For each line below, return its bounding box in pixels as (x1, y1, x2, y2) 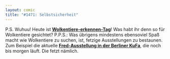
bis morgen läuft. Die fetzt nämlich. (5, 48, 79, 54)
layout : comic (5, 7, 36, 13)
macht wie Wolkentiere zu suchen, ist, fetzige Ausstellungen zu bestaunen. (5, 37, 163, 43)
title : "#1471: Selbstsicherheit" (5, 12, 79, 17)
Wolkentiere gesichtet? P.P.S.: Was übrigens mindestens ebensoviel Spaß (5, 32, 160, 38)
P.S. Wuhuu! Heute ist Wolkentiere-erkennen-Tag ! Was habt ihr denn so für (5, 26, 165, 32)
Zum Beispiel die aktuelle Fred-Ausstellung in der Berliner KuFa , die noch (5, 42, 161, 48)
